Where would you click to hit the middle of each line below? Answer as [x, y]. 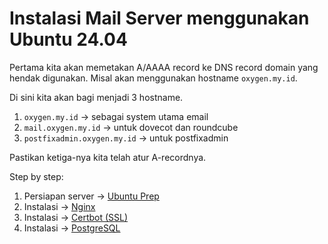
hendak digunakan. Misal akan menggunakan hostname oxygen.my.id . [153, 78]
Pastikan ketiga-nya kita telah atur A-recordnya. [108, 157]
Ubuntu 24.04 [68, 39]
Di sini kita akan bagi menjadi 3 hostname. [96, 97]
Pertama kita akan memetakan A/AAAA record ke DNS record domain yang [164, 67]
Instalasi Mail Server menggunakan [159, 18]
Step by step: [36, 176]
